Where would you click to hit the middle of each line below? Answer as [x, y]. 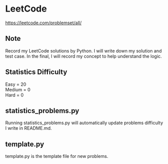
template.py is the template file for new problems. [57, 156]
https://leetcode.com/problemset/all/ [43, 23]
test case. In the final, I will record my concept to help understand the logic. [84, 56]
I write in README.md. [29, 128]
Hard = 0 [14, 95]
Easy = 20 [16, 84]
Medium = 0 [18, 89]
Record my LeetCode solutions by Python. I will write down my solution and [83, 50]
